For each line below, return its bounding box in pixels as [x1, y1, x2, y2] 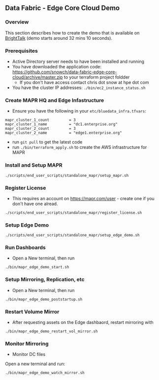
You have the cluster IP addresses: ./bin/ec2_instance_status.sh [12, 85, 146, 90]
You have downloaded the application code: [12, 63, 102, 69]
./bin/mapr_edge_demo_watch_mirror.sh [5, 371, 85, 376]
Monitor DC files [12, 351, 46, 357]
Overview [5, 19, 29, 26]
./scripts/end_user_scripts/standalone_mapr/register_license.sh [5, 210, 142, 215]
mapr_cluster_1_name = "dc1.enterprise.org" [5, 122, 118, 127]
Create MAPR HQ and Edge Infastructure [5, 97, 104, 104]
